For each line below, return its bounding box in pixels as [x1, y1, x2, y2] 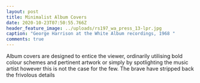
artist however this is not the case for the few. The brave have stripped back [6, 65, 195, 72]
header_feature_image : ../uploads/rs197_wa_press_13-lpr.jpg [6, 25, 162, 31]
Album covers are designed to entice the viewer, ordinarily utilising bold [6, 53, 183, 59]
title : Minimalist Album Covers [6, 14, 87, 20]
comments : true [6, 36, 44, 42]
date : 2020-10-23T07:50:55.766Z [6, 20, 87, 25]
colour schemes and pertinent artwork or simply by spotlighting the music [6, 59, 189, 66]
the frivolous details [6, 72, 55, 78]
